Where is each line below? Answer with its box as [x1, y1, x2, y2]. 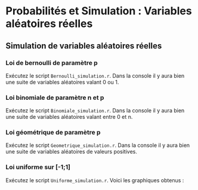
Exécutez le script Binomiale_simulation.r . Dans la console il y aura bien [5, 107, 185, 114]
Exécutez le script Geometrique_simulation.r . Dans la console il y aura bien [5, 142, 190, 149]
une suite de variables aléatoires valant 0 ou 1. [5, 78, 119, 85]
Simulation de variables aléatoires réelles [5, 41, 162, 51]
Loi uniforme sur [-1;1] [5, 163, 71, 171]
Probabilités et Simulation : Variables [5, 4, 192, 18]
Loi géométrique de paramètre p [5, 128, 101, 137]
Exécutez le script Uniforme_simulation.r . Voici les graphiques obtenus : [5, 176, 184, 183]
